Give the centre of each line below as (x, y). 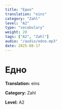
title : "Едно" (20, 9)
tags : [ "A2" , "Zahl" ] (27, 37)
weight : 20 (16, 32)
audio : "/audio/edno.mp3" (31, 41)
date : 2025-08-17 (23, 46)
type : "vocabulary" (25, 28)
